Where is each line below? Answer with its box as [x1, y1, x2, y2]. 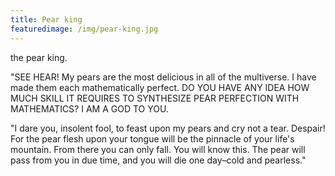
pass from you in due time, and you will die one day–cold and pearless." [10, 154, 307, 166]
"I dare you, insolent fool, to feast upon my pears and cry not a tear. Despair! [10, 122, 326, 134]
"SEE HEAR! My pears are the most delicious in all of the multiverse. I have [10, 71, 317, 83]
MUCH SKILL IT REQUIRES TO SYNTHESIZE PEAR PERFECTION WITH [10, 92, 300, 104]
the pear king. [10, 51, 68, 63]
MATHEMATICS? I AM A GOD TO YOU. [10, 102, 169, 115]
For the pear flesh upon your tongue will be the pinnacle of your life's [10, 132, 295, 145]
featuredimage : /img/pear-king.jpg [10, 24, 159, 34]
